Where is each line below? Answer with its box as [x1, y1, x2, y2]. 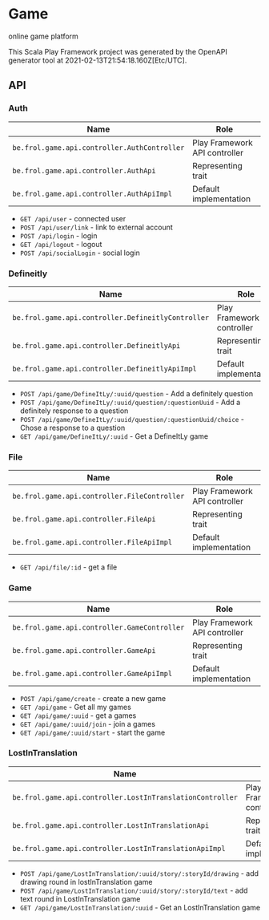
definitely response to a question [19, 406, 129, 415]
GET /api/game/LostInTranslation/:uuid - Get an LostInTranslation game [19, 902, 261, 912]
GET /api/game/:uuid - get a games [19, 711, 137, 720]
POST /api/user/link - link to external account [19, 222, 174, 232]
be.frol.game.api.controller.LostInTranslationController [12, 792, 239, 802]
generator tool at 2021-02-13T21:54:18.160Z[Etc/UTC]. [8, 55, 187, 65]
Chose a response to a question [19, 423, 126, 432]
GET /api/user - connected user [19, 213, 126, 223]
